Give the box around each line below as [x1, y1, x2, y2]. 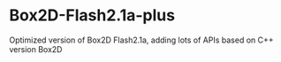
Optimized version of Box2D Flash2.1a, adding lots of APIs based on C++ [9, 35, 274, 45]
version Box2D [9, 43, 63, 54]
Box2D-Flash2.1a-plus [9, 5, 175, 26]
